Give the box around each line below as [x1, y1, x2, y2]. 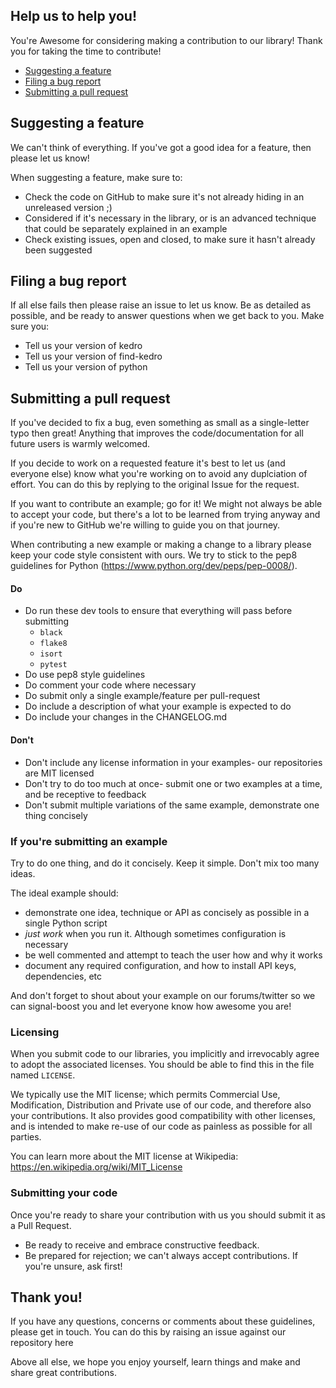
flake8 [39, 639, 68, 649]
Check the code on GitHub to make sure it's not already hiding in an [24, 190, 305, 203]
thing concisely [24, 809, 88, 821]
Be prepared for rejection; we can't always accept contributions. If [24, 1249, 298, 1261]
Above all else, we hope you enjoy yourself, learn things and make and [10, 1356, 301, 1368]
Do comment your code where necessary [24, 679, 197, 691]
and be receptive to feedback [24, 788, 147, 800]
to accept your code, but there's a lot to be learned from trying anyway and [10, 509, 321, 521]
